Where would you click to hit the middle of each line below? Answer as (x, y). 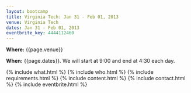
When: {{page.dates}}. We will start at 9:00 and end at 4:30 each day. (91, 61)
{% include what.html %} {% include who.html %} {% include (80, 72)
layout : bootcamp (27, 11)
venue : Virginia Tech (32, 22)
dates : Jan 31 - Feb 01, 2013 (43, 28)
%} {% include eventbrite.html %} (47, 84)
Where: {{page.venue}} (34, 49)
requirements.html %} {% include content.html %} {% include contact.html (96, 78)
